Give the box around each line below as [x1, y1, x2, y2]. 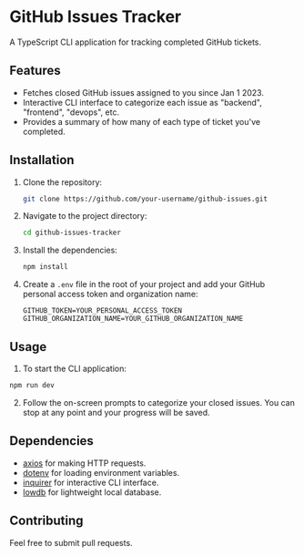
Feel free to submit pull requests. [9, 537, 134, 548]
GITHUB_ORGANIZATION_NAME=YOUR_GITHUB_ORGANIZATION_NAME [22, 315, 244, 324]
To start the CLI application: [22, 363, 127, 374]
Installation [9, 152, 75, 168]
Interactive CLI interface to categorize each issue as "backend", [22, 97, 262, 108]
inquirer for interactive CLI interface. [22, 477, 159, 488]
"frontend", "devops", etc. [22, 107, 120, 118]
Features [9, 63, 61, 78]
